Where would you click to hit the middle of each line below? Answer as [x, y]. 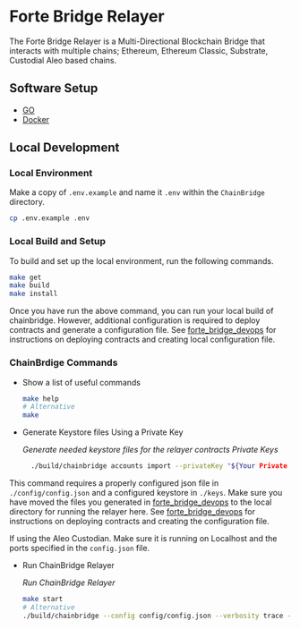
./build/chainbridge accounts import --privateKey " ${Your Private [159, 466]
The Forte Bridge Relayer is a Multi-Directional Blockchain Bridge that [137, 41]
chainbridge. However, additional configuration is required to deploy [135, 320]
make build [30, 285]
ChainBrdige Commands [64, 362]
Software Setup [54, 88]
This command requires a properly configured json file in [114, 483]
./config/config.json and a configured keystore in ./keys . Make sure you [146, 493]
